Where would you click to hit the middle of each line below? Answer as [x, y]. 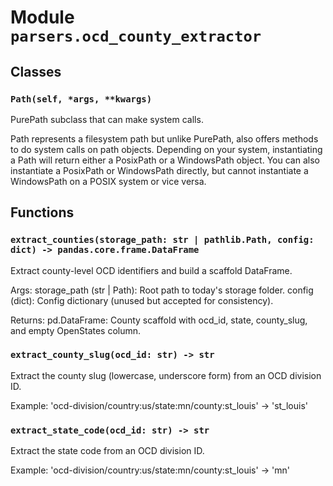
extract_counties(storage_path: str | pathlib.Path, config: [162, 240]
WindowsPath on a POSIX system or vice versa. [108, 181]
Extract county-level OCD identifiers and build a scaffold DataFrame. [151, 270]
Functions [42, 212]
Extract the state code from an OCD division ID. [107, 451]
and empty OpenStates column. [76, 330]
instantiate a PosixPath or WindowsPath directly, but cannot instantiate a [159, 170]
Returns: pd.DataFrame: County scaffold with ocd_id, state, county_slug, [159, 320]
